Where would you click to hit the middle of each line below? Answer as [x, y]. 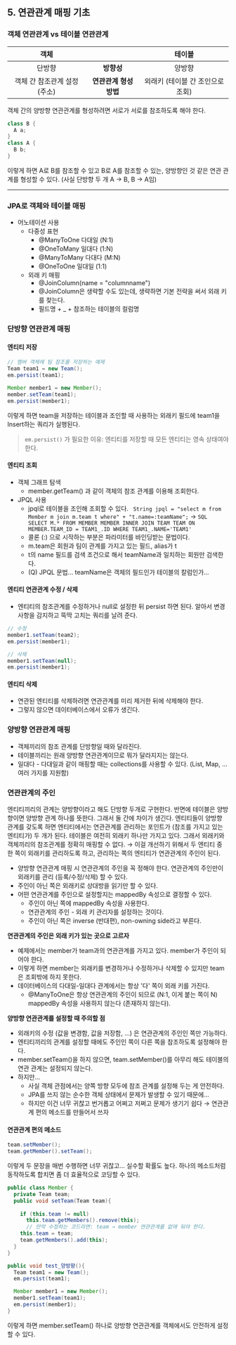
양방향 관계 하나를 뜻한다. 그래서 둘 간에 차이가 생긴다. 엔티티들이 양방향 [124, 818]
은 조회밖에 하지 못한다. [50, 977]
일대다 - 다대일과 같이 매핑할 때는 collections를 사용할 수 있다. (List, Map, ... [122, 763]
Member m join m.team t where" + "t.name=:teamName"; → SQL [118, 516]
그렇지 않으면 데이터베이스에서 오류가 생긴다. [79, 710]
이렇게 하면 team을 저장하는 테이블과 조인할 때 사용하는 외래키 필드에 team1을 [113, 415]
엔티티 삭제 [22, 684]
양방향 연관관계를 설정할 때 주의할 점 [56, 1018]
